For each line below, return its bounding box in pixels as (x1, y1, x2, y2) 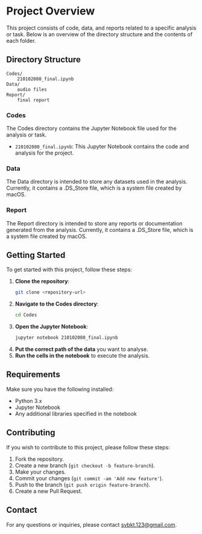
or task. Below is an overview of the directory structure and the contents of (6, 30, 193, 37)
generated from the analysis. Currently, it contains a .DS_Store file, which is (6, 226, 194, 233)
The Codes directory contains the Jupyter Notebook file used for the (6, 125, 177, 132)
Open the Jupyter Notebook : (14, 323, 89, 330)
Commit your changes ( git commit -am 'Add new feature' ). (14, 474, 164, 481)
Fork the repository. (14, 455, 65, 463)
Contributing (6, 428, 55, 438)
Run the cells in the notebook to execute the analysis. (14, 352, 150, 359)
